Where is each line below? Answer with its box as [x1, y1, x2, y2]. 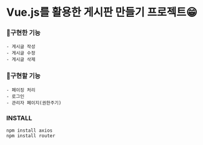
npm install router [6, 133, 56, 139]
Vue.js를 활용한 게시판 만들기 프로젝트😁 [6, 5, 198, 19]
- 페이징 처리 [6, 87, 36, 93]
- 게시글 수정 [6, 50, 36, 56]
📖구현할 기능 [6, 72, 41, 80]
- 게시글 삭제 [6, 57, 36, 63]
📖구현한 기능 [6, 28, 41, 37]
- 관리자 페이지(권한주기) [6, 100, 62, 106]
